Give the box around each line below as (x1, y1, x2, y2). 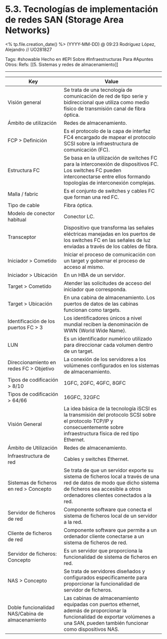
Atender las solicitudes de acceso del (64, 279, 151, 286)
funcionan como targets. (64, 306, 121, 313)
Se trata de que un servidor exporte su (64, 466, 154, 473)
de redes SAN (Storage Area (5, 14, 124, 25)
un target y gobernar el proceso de (64, 257, 145, 264)
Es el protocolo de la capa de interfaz (64, 127, 151, 134)
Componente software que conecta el (64, 506, 152, 513)
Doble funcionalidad (7, 604, 55, 611)
